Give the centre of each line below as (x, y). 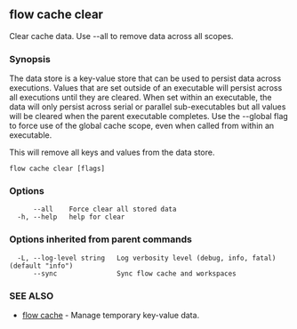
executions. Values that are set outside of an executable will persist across (146, 88)
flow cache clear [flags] (57, 169)
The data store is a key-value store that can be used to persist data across (145, 78)
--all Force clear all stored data (104, 209)
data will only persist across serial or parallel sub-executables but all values (148, 107)
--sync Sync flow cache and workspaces (135, 273)
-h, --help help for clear (71, 217)
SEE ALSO (32, 295)
